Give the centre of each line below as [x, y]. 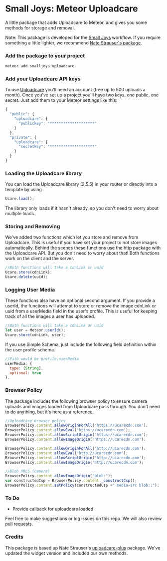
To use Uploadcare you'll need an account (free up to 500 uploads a [75, 90]
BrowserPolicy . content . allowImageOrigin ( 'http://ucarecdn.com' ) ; [74, 462]
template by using [24, 190]
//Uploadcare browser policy [35, 421]
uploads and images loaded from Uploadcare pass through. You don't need [83, 406]
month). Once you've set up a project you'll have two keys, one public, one [82, 95]
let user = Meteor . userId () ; [35, 330]
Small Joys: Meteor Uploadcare [72, 9]
